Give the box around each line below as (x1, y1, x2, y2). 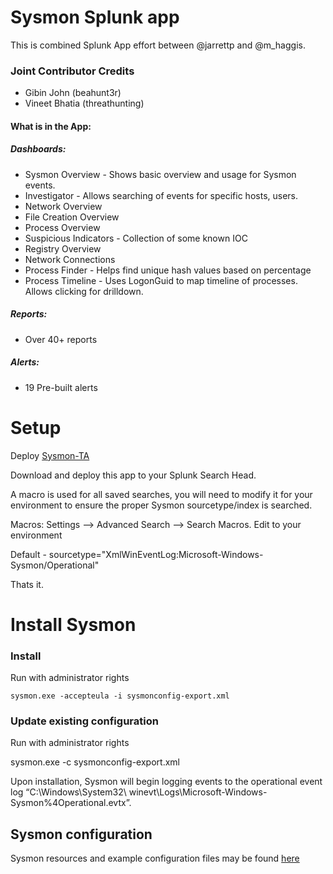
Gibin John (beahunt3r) (24, 87, 122, 99)
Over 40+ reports (24, 333, 98, 345)
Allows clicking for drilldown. (24, 285, 144, 297)
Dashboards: (10, 143, 67, 155)
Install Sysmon (10, 613, 137, 636)
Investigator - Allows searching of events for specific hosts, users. (24, 189, 299, 201)
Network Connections (24, 253, 116, 265)
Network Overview (24, 200, 103, 212)
